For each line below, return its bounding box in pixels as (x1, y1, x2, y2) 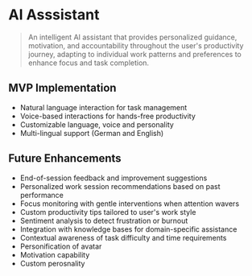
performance (19, 190, 64, 200)
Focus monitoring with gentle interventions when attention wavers (19, 199, 240, 208)
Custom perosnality (19, 258, 85, 268)
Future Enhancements (8, 151, 122, 166)
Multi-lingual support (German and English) (19, 128, 164, 138)
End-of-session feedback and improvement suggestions (19, 173, 208, 183)
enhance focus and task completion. (27, 58, 150, 68)
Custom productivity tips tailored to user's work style (19, 207, 196, 216)
